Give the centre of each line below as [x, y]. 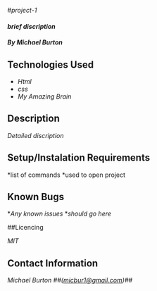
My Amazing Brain [44, 97]
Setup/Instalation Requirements [78, 158]
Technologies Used [50, 64]
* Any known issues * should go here [59, 213]
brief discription [32, 26]
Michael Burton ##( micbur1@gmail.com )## [70, 280]
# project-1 [22, 10]
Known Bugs [36, 197]
